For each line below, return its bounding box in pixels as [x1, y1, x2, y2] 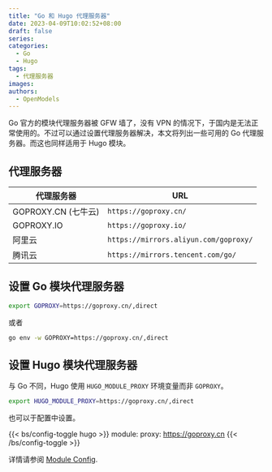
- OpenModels [15, 95, 60, 103]
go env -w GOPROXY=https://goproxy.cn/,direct [8, 333, 169, 341]
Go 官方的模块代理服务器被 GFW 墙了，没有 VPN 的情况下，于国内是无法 [8, 118, 252, 128]
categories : [8, 42, 49, 50]
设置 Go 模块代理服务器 [8, 280, 124, 294]
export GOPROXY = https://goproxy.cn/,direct [8, 302, 158, 310]
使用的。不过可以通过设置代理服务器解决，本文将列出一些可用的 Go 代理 [15, 128, 257, 138]
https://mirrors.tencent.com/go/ [107, 251, 237, 260]
